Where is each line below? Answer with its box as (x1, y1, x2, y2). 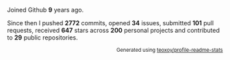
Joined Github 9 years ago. (7, 6, 84, 14)
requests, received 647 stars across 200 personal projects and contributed (7, 27, 220, 34)
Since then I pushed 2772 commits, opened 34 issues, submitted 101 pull (7, 19, 214, 27)
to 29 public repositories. (7, 33, 78, 42)
